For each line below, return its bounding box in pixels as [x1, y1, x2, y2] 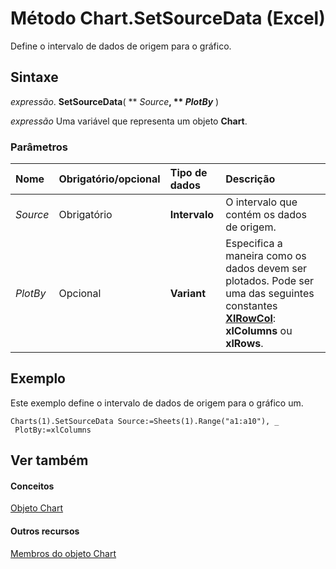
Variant [169, 287, 207, 301]
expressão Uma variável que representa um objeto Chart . [10, 115, 248, 127]
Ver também [10, 452, 89, 469]
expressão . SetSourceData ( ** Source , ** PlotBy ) [10, 95, 220, 107]
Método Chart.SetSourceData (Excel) [10, 7, 326, 30]
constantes [225, 299, 278, 313]
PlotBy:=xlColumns [14, 425, 92, 435]
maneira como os [225, 249, 307, 263]
